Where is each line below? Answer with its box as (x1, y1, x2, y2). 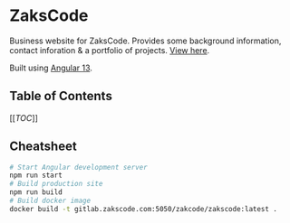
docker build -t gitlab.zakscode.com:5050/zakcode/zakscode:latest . (9, 204, 278, 213)
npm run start (9, 171, 63, 181)
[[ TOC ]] (9, 112, 38, 123)
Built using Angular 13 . (9, 62, 93, 73)
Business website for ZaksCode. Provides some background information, (9, 35, 282, 46)
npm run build (9, 188, 63, 197)
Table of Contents (9, 88, 113, 104)
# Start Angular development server (9, 163, 148, 172)
